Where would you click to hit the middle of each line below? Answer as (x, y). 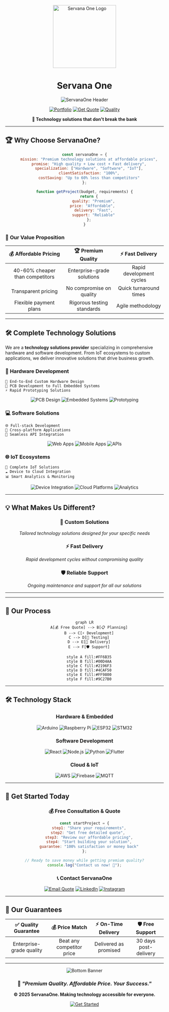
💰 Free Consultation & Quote (84, 811)
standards (89, 309)
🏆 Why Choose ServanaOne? (53, 140)
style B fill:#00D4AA (89, 661)
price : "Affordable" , (92, 206)
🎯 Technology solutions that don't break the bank (84, 119)
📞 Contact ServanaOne (84, 878)
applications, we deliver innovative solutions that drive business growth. (80, 358)
